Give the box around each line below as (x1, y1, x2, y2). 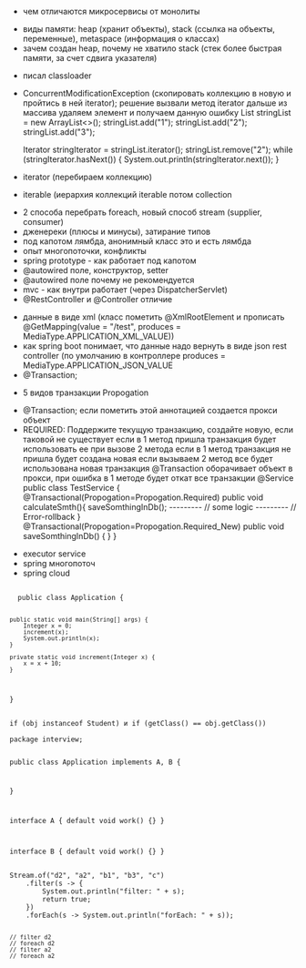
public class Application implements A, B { (9, 758, 181, 767)
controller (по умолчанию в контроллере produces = (22, 351, 226, 361)
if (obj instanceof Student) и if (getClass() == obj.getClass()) (9, 718, 267, 728)
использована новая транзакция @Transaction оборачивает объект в (22, 463, 293, 474)
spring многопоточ (22, 558, 96, 568)
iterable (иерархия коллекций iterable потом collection (22, 189, 232, 199)
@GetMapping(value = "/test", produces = (22, 321, 182, 331)
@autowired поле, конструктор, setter (22, 265, 169, 275)
